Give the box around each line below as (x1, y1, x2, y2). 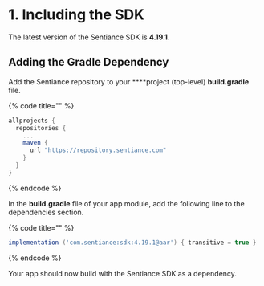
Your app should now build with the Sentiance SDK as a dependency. (8, 268, 237, 278)
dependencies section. (8, 207, 84, 217)
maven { (22, 139, 48, 147)
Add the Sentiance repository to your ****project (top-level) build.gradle (8, 76, 250, 86)
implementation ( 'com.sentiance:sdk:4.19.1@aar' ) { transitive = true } (8, 239, 257, 247)
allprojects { (8, 116, 56, 125)
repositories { (15, 124, 67, 132)
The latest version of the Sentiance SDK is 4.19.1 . (8, 32, 170, 42)
